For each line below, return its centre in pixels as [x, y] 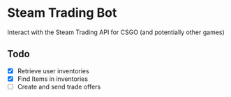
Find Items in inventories [53, 79]
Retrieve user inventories [53, 70]
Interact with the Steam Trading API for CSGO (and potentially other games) [116, 32]
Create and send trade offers [59, 87]
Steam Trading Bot [62, 13]
